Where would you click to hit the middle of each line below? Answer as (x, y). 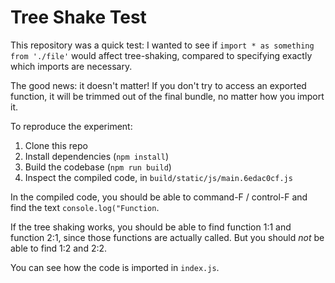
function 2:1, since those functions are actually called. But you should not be (167, 237)
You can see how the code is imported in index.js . (115, 267)
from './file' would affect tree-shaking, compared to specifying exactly (161, 55)
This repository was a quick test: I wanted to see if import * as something (162, 45)
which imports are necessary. (71, 66)
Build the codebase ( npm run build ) (98, 167)
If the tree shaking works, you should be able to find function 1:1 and (151, 227)
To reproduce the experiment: (71, 126)
